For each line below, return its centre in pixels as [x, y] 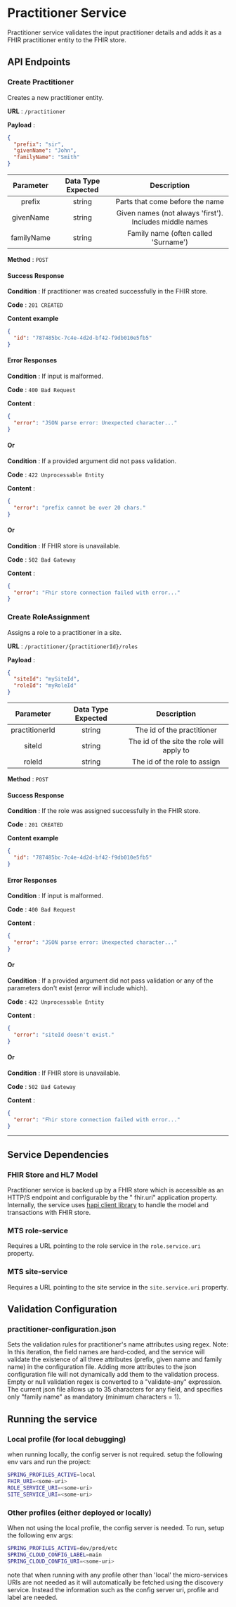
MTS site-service [38, 1272]
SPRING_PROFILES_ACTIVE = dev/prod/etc [63, 1548]
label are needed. [33, 1597]
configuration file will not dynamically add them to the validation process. [113, 1375]
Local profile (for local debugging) [67, 1439]
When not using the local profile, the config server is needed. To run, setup [116, 1527]
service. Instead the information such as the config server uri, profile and [113, 1589]
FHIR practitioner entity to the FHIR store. [67, 39]
